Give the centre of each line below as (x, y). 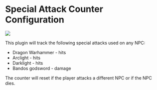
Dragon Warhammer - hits (39, 52)
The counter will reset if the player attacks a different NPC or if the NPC (78, 78)
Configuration (35, 20)
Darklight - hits (28, 63)
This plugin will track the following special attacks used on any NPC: (75, 43)
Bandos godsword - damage (42, 68)
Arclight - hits (26, 58)
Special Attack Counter (54, 9)
